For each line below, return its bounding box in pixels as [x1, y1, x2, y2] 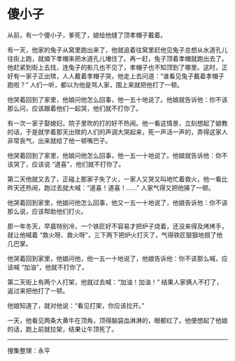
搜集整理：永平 [7, 346, 50, 355]
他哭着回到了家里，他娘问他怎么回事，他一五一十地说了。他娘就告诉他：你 [7, 151, 222, 159]
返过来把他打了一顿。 [7, 286, 69, 295]
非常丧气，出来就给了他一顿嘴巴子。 [7, 136, 112, 145]
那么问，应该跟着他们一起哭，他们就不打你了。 [7, 104, 142, 112]
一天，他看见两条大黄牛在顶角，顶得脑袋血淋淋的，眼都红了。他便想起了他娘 [7, 316, 228, 325]
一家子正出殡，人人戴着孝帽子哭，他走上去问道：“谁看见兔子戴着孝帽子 [19, 71, 225, 80]
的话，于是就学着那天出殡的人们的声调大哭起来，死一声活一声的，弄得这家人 [7, 127, 228, 136]
